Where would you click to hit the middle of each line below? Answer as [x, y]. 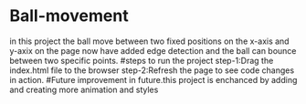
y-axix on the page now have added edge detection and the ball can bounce [153, 50]
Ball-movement [69, 16]
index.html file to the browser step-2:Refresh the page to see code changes [152, 70]
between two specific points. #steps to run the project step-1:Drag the [142, 60]
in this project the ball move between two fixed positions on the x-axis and [149, 41]
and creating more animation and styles [84, 89]
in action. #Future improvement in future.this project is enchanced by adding [153, 79]
